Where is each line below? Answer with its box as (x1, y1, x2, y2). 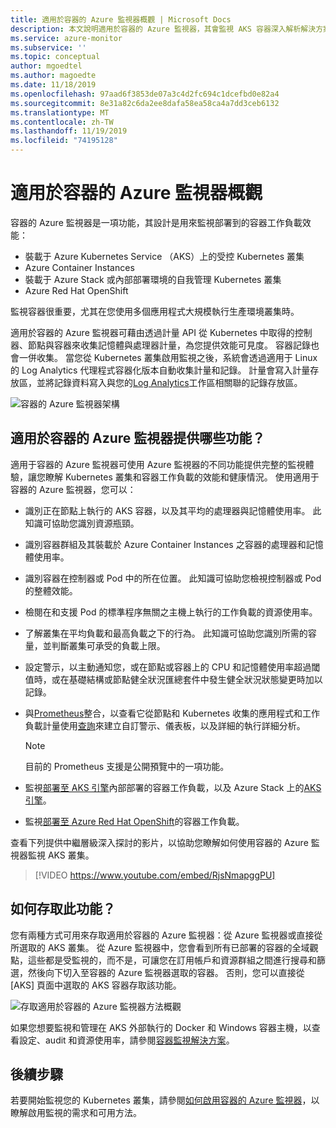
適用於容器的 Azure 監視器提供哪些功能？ (10, 430, 266, 447)
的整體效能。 (24, 584, 78, 596)
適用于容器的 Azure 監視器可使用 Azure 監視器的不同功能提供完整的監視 (10, 458, 306, 470)
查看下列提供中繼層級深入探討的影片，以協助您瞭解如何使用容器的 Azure (10, 836, 309, 848)
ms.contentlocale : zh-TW (10, 117, 114, 127)
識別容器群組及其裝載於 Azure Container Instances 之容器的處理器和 (24, 538, 307, 550)
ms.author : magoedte (10, 71, 97, 81)
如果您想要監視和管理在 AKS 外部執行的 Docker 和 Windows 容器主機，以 (10, 1021, 312, 1033)
